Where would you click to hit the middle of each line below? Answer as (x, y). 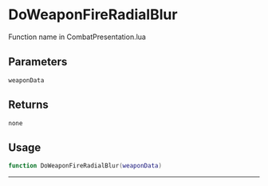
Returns (29, 105)
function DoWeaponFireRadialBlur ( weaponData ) (85, 166)
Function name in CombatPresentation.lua (77, 37)
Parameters (38, 62)
